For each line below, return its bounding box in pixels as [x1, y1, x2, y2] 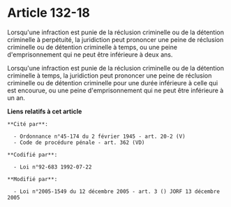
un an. [7, 93, 26, 102]
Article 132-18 [7, 5, 91, 21]
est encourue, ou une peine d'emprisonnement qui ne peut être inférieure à [7, 86, 224, 94]
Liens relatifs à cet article [7, 107, 82, 115]
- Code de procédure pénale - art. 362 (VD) [13, 138, 145, 146]
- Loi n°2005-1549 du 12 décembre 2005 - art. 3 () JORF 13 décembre [13, 187, 220, 195]
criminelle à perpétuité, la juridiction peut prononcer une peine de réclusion [7, 35, 224, 43]
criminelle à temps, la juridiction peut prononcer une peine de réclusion [7, 71, 212, 80]
